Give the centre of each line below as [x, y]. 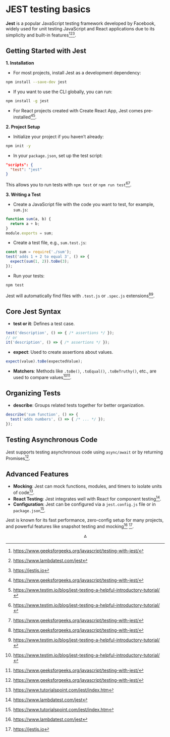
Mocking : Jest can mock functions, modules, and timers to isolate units [87, 486]
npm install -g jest [27, 101]
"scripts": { [19, 165]
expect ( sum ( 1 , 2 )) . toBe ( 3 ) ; [40, 262]
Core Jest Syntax [33, 312]
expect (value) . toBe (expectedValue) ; [44, 361]
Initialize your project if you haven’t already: [58, 136]
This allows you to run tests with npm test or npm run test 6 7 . [69, 184]
